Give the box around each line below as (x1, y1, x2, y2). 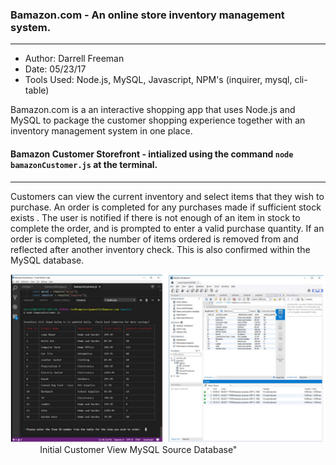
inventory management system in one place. (10, 125, 193, 137)
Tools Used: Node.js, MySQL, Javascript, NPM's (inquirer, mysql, (24, 74, 293, 86)
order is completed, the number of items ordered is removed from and (10, 233, 299, 245)
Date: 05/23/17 (24, 63, 87, 75)
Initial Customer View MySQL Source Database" (39, 444, 238, 456)
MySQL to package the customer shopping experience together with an (10, 114, 306, 127)
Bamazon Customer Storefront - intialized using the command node (10, 148, 294, 160)
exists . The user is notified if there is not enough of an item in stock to (10, 211, 301, 223)
